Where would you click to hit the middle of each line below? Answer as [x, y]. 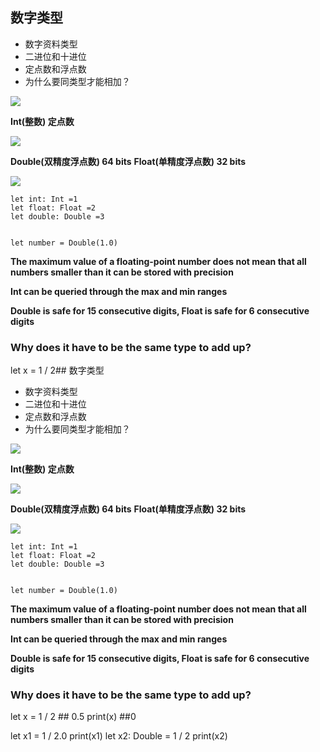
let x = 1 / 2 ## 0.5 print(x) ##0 [73, 717]
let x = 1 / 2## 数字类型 [57, 370]
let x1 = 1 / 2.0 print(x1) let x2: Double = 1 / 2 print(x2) [119, 736]
